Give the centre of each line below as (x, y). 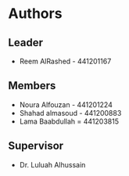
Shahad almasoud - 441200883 (70, 113)
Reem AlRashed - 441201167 (65, 61)
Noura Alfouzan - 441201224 (66, 104)
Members (32, 86)
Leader (26, 43)
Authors (35, 14)
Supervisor (36, 146)
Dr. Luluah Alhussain (52, 164)
